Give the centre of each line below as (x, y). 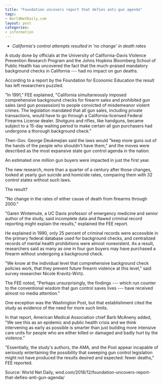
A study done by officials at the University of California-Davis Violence (76, 55)
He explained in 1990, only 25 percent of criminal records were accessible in (82, 233)
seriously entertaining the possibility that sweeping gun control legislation (79, 352)
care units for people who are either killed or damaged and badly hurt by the (81, 333)
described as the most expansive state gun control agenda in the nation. (77, 151)
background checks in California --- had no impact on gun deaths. (72, 71)
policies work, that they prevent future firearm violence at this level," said (78, 268)
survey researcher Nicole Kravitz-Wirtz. (45, 273)
